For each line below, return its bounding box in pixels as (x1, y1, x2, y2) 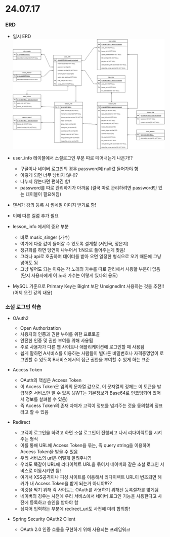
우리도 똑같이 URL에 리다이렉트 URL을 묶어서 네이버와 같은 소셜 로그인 (20, 461, 159, 467)
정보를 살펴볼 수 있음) (25, 396, 68, 402)
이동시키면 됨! (33, 467, 61, 473)
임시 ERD (12, 34, 31, 40)
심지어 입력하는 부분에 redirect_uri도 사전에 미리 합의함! (20, 506, 131, 512)
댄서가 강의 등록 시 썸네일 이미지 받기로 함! (12, 202, 97, 208)
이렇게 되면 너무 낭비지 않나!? (20, 172, 78, 178)
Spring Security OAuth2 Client (12, 516, 76, 522)
